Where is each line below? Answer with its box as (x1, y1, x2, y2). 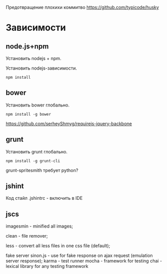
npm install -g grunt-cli (6, 158, 60, 163)
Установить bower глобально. (6, 102, 70, 108)
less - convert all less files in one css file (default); (6, 243, 110, 249)
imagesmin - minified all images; (6, 223, 73, 229)
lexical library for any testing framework (6, 263, 89, 269)
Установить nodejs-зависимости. (6, 65, 77, 71)
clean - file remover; (6, 233, 48, 239)
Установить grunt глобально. (6, 148, 68, 154)
